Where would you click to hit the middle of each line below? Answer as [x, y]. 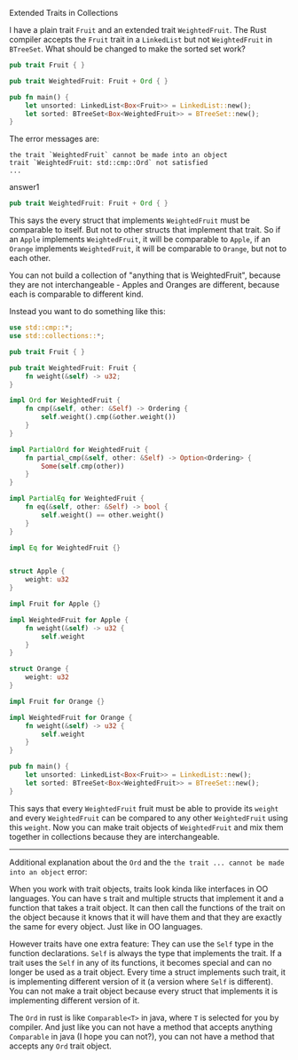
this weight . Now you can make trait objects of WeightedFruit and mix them [146, 827]
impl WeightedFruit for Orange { [71, 717]
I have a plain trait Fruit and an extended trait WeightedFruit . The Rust [138, 30]
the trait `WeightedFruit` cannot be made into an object [118, 155]
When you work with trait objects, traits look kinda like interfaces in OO [139, 889]
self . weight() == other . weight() [103, 515]
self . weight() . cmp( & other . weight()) [109, 417]
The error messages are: [54, 139]
